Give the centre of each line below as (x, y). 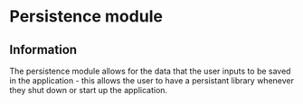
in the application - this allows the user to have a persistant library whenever (151, 81)
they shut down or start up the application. (89, 90)
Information (43, 50)
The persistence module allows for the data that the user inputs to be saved (150, 71)
